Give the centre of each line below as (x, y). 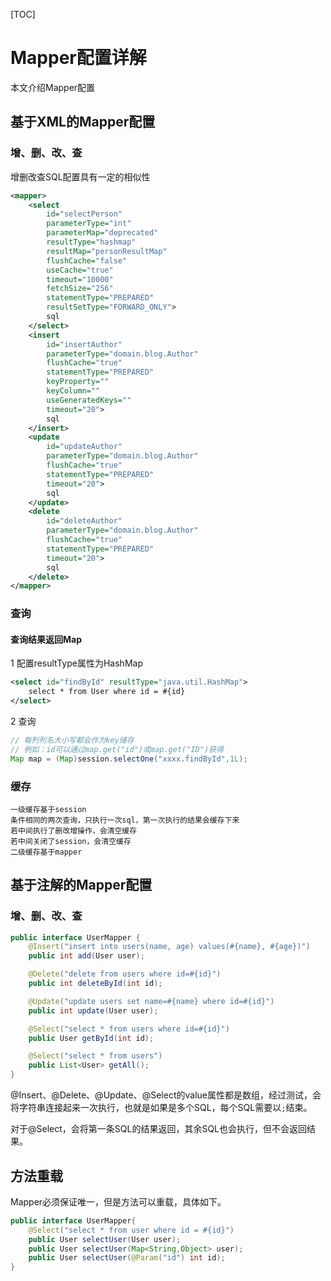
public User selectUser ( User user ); (105, 1239)
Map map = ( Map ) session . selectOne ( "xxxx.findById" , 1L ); (129, 759)
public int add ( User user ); (86, 956)
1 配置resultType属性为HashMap (76, 663)
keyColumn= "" (73, 391)
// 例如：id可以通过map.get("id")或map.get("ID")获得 (117, 749)
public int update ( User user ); (93, 1010)
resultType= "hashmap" (91, 242)
